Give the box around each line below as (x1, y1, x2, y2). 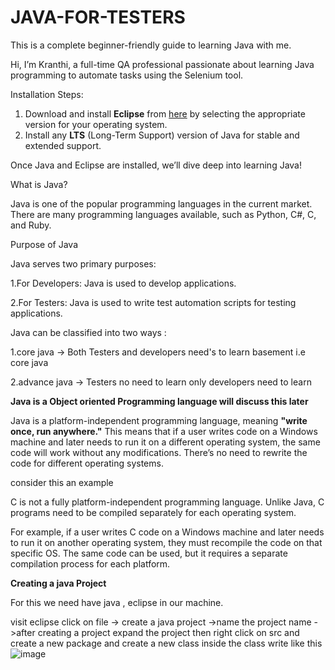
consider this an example (10, 476, 114, 488)
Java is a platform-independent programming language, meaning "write (10, 414, 308, 426)
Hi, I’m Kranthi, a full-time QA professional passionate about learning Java (10, 58, 315, 70)
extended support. (24, 139, 102, 151)
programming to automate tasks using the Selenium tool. (10, 69, 244, 81)
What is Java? (10, 178, 68, 190)
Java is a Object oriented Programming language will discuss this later (10, 395, 309, 407)
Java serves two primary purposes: (10, 257, 157, 270)
